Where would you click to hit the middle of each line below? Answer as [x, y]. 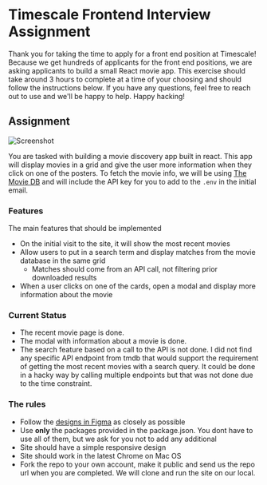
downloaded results [64, 278]
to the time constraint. [56, 384]
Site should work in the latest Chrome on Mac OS [100, 455]
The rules [27, 404]
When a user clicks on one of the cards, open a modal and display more [138, 286]
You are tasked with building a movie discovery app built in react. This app [130, 156]
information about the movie [66, 295]
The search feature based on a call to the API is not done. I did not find [136, 350]
